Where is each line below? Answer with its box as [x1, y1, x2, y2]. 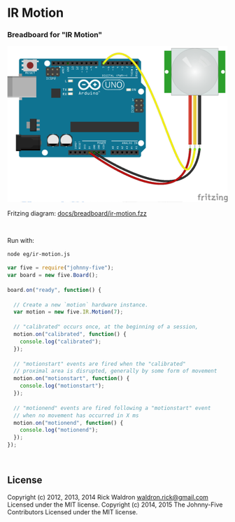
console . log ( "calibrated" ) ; [20, 338, 101, 345]
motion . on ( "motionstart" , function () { [13, 375, 130, 382]
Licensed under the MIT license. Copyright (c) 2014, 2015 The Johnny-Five [7, 500, 223, 509]
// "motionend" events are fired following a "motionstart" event [13, 404, 211, 411]
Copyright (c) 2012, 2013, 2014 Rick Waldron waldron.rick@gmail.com [7, 493, 208, 501]
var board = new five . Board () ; [7, 271, 99, 279]
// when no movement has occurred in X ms [13, 411, 139, 419]
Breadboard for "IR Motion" [7, 30, 103, 40]
